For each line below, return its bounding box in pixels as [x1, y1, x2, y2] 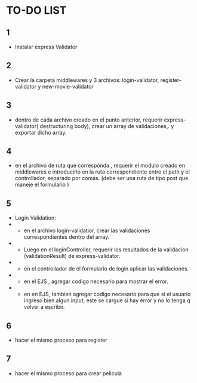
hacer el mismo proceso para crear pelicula [14, 369, 122, 377]
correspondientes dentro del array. [23, 233, 110, 241]
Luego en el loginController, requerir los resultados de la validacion [23, 246, 189, 253]
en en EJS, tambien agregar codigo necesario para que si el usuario [23, 291, 191, 298]
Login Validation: [14, 214, 56, 221]
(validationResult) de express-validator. [23, 253, 121, 260]
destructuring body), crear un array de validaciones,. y [39, 122, 174, 129]
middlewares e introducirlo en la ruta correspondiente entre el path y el [14, 168, 190, 175]
